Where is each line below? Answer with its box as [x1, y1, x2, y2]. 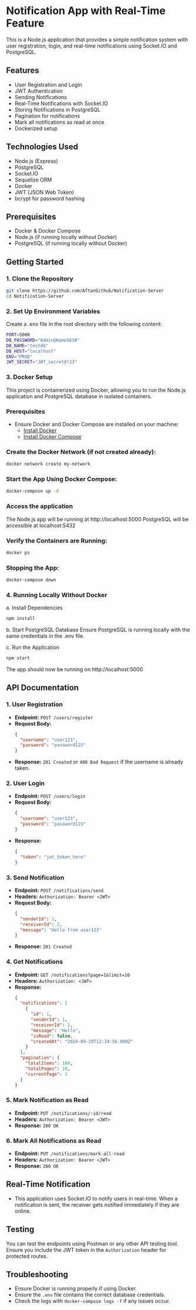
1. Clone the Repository [6, 274, 73, 282]
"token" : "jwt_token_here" [20, 854, 86, 860]
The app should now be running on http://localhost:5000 [6, 665, 143, 673]
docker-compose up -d [6, 489, 59, 494]
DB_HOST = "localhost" [6, 348, 57, 354]
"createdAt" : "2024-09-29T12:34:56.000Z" [30, 1038, 133, 1045]
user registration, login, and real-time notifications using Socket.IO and [6, 42, 177, 49]
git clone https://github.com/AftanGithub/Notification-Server [6, 288, 164, 294]
